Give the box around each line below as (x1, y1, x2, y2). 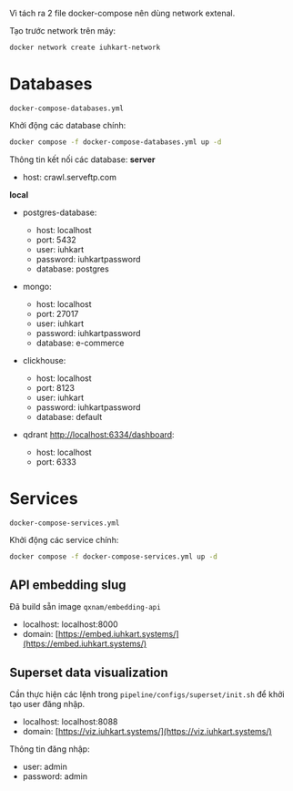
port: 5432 (35, 234, 77, 245)
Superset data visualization (9, 664, 168, 680)
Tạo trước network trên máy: (9, 26, 116, 36)
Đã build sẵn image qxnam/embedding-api (9, 601, 161, 612)
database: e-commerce (35, 337, 125, 348)
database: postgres (35, 263, 109, 274)
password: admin (22, 771, 88, 782)
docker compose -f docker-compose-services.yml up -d (9, 551, 218, 561)
